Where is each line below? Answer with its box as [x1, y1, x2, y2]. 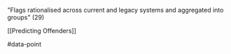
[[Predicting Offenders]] [7, 27, 77, 35]
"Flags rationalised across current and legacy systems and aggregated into [7, 6, 224, 14]
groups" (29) [7, 13, 45, 21]
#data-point [7, 40, 42, 48]
